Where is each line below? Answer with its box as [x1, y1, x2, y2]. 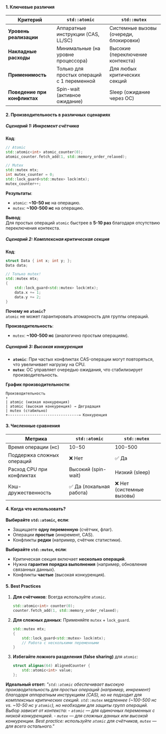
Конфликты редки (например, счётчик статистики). [12, 537, 122, 543]
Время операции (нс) [8, 443, 60, 450]
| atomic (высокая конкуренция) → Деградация [5, 404, 100, 409]
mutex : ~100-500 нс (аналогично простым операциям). [12, 333, 129, 338]
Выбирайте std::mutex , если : [5, 546, 67, 552]
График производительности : [5, 381, 70, 387]
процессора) [56, 57, 88, 64]
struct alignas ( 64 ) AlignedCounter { [12, 663, 91, 668]
